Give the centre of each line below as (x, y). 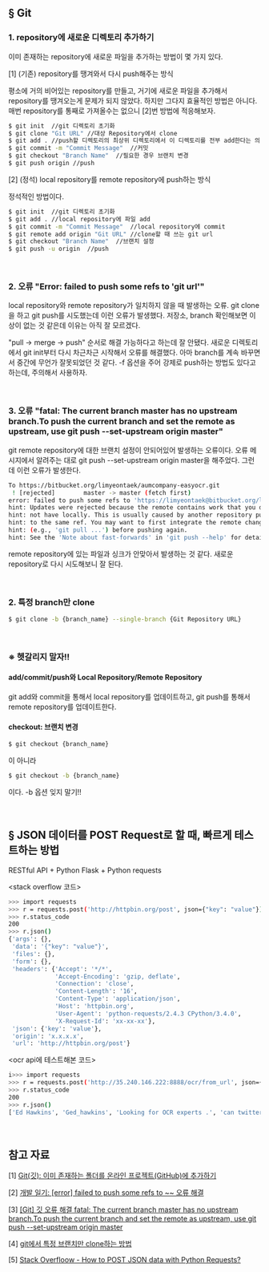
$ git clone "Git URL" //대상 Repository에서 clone (93, 133)
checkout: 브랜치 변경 (43, 727)
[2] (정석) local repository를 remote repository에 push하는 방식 (110, 179)
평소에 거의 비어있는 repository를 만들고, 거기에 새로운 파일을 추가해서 (118, 91)
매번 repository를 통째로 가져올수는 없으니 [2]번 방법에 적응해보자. (112, 111)
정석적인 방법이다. (36, 196)
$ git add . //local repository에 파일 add (79, 219)
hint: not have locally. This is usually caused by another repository (130, 515)
